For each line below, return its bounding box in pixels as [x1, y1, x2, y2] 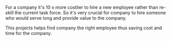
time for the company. [5, 30, 52, 36]
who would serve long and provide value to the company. [5, 15, 127, 21]
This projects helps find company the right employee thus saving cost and [5, 25, 162, 31]
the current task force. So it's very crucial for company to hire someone [14, 10, 166, 16]
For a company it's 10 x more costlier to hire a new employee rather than [5, 5, 158, 10]
